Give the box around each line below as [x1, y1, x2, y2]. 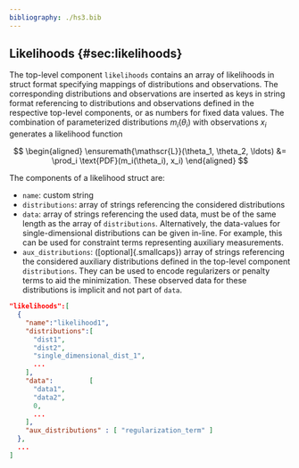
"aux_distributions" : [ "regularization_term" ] [25, 426, 214, 435]
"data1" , [32, 384, 66, 393]
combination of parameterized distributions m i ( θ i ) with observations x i [9, 117, 267, 130]
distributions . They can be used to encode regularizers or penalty [21, 266, 270, 276]
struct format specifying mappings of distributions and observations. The [9, 79, 278, 90]
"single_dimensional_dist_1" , [32, 351, 145, 361]
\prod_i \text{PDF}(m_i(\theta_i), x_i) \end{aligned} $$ [51, 155, 249, 166]
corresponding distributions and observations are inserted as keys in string [9, 88, 286, 99]
